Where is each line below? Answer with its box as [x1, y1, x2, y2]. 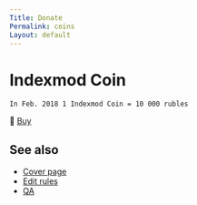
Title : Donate [9, 13, 64, 23]
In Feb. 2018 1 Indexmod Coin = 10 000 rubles [9, 99, 189, 109]
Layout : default [9, 30, 71, 39]
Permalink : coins [9, 22, 75, 31]
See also [9, 142, 59, 158]
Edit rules [22, 176, 59, 187]
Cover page [22, 166, 67, 178]
